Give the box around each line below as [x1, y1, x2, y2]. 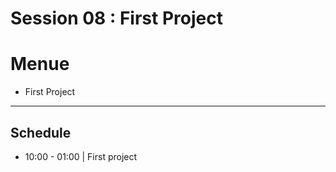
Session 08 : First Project [10, 7, 223, 30]
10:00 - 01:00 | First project [24, 150, 138, 162]
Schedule [10, 124, 72, 141]
